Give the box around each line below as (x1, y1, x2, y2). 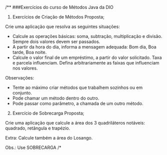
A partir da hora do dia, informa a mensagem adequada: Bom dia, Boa (12, 44, 156, 49)
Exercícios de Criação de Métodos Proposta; (12, 14, 105, 19)
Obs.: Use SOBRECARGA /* (5, 144, 61, 150)
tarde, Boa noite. (12, 49, 47, 55)
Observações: (5, 75, 34, 80)
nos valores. (12, 65, 38, 71)
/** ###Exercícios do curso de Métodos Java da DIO (5, 4, 114, 10)
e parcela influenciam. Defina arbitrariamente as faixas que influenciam (12, 60, 159, 65)
